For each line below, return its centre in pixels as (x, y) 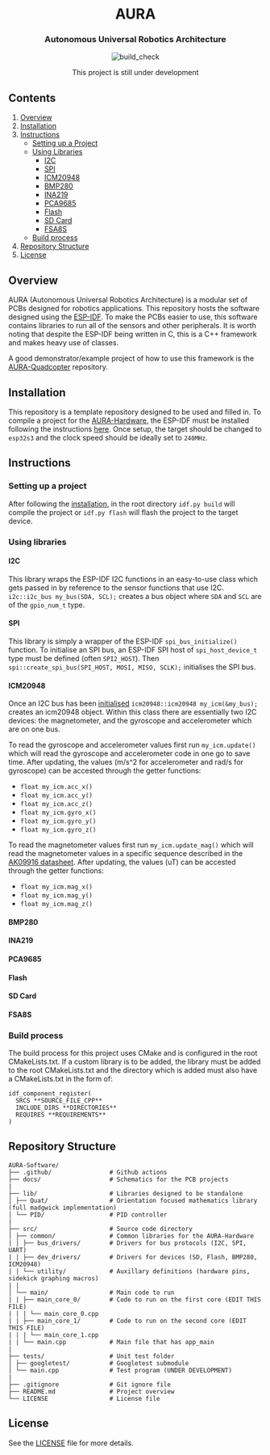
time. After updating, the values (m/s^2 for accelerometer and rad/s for (126, 762)
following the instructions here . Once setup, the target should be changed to (135, 428)
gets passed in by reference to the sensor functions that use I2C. (116, 588)
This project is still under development (135, 73)
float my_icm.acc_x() (56, 787)
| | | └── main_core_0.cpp (54, 1314)
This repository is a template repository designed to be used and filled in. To (135, 411)
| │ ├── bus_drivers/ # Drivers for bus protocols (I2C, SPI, (128, 1243)
